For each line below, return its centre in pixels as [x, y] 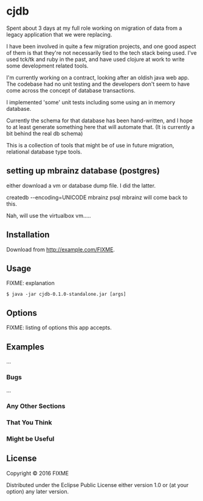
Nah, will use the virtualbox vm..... [49, 215]
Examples [25, 347]
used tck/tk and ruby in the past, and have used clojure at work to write [95, 59]
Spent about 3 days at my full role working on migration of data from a [94, 28]
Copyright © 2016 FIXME [38, 473]
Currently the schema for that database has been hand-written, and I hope [100, 121]
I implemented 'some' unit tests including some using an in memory [91, 102]
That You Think [29, 422]
